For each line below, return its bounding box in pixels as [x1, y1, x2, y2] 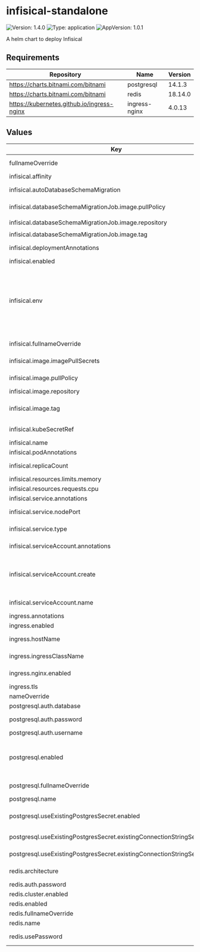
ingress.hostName [9, 635, 61, 643]
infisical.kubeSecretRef [9, 425, 74, 433]
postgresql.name [9, 794, 57, 803]
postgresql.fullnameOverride [9, 781, 89, 790]
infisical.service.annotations [9, 494, 87, 502]
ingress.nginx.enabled [9, 669, 71, 677]
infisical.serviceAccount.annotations [9, 541, 111, 550]
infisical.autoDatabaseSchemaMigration [9, 186, 121, 194]
